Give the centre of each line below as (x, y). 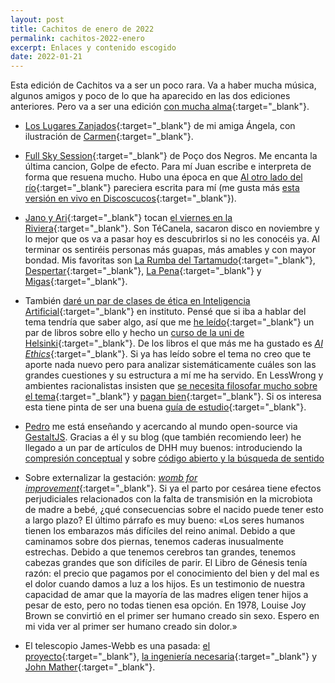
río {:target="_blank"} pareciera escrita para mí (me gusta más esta (162, 188)
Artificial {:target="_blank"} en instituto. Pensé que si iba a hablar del (165, 312)
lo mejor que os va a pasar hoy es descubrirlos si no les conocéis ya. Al (172, 239)
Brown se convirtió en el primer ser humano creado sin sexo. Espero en (172, 616)
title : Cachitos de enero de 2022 (82, 29)
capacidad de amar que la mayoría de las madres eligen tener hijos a (166, 595)
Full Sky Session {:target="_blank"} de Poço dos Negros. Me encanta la (171, 156)
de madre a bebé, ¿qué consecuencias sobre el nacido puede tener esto (174, 510)
